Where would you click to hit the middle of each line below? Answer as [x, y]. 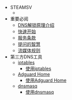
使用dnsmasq [40, 92]
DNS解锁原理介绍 [36, 25]
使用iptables [38, 69]
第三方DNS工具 [26, 57]
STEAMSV [21, 7]
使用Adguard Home [46, 80]
